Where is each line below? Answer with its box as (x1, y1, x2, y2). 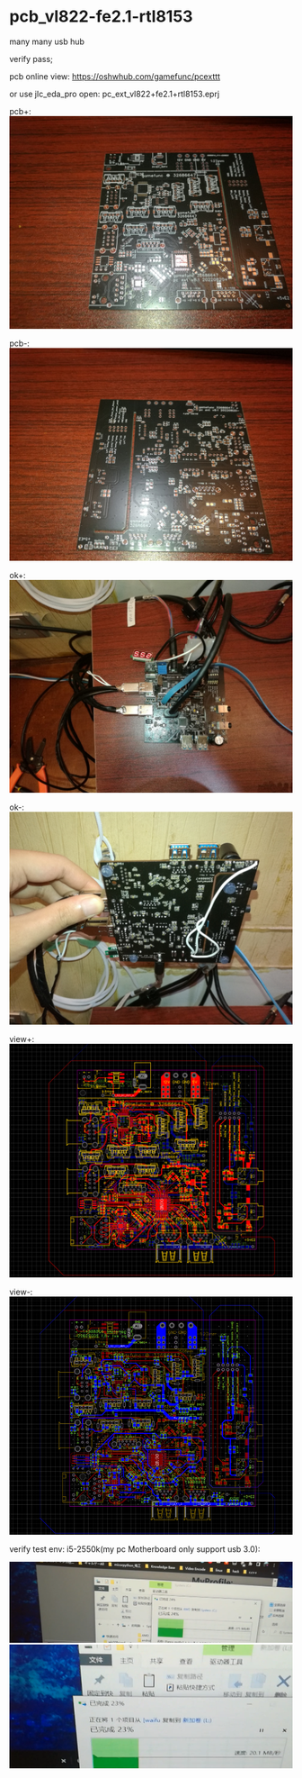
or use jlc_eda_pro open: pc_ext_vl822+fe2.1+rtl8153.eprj (9, 88, 220, 99)
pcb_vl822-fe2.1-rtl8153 (9, 6, 193, 27)
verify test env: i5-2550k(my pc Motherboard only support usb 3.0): (9, 1543, 261, 1555)
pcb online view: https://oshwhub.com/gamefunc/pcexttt (9, 70, 221, 82)
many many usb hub (9, 36, 85, 47)
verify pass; (9, 53, 54, 64)
